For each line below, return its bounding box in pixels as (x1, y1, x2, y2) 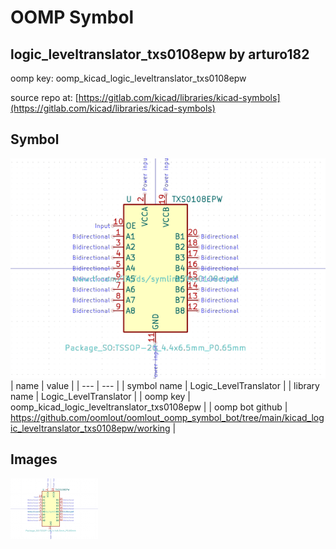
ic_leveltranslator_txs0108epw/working (10, 422, 171, 434)
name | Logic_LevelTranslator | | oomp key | (10, 390, 191, 402)
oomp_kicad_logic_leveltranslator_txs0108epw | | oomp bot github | (10, 401, 288, 413)
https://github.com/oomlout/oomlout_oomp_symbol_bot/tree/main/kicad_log (10, 411, 325, 423)
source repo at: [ (10, 92, 79, 103)
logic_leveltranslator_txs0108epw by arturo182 (10, 46, 310, 63)
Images (10, 451, 58, 468)
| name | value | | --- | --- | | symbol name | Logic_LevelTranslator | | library (10, 379, 320, 391)
